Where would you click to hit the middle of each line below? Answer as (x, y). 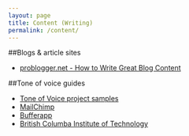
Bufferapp (36, 115)
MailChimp (37, 107)
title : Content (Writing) (50, 23)
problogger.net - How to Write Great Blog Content (100, 68)
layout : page (30, 15)
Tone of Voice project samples (69, 99)
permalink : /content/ (44, 30)
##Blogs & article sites (44, 53)
